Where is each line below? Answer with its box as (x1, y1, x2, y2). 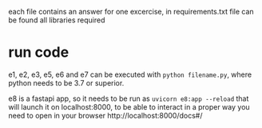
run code (8, 43, 69, 62)
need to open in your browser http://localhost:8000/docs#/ (8, 110, 203, 120)
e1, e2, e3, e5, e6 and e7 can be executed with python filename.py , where (8, 70, 252, 79)
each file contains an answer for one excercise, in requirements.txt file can (8, 7, 254, 16)
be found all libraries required (8, 15, 105, 25)
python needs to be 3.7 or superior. (8, 78, 125, 87)
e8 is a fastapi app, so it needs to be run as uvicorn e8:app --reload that (8, 94, 249, 103)
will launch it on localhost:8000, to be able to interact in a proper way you (8, 102, 250, 111)
